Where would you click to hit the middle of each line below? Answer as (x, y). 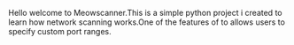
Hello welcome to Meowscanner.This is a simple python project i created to (145, 13)
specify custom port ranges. (60, 31)
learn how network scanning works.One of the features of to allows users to (147, 22)
